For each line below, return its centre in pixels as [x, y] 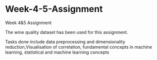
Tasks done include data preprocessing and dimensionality [65, 42]
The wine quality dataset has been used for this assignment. [67, 32]
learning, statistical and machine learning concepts [57, 52]
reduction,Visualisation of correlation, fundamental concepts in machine [79, 47]
